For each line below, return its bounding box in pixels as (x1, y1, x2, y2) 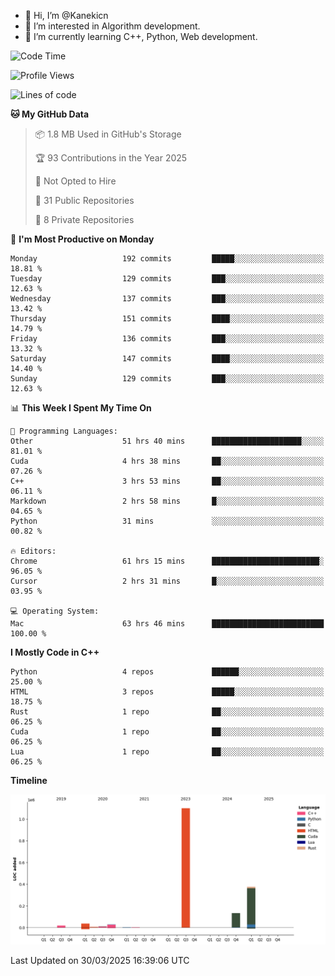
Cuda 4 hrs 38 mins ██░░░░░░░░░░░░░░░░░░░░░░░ (10, 456, 325, 466)
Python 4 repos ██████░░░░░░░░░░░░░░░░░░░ (10, 667, 325, 677)
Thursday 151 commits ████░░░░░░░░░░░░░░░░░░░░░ (10, 314, 325, 324)
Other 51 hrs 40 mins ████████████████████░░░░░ (10, 436, 325, 446)
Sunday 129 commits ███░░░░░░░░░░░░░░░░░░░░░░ (10, 374, 325, 384)
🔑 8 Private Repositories (34, 214, 135, 225)
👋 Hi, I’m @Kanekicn (24, 10, 109, 21)
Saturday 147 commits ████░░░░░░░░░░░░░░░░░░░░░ (10, 354, 325, 364)
